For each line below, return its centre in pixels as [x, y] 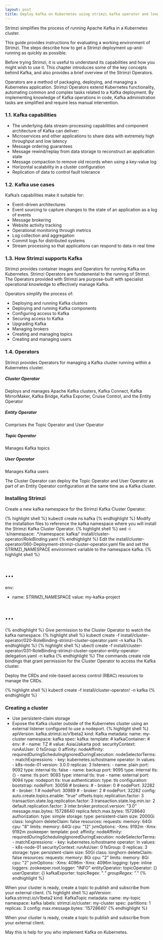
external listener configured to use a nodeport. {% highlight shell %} [80, 729]
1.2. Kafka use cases [30, 184]
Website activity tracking [37, 225]
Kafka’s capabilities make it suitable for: [44, 195]
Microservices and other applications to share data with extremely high [83, 136]
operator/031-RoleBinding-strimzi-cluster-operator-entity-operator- [73, 650]
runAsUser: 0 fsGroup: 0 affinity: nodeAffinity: [58, 749]
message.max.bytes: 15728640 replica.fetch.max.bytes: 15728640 [79, 811]
